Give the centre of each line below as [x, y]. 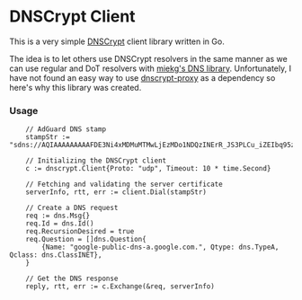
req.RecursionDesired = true [80, 232]
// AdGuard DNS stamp [66, 129]
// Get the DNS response [72, 279]
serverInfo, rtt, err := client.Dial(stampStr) [116, 192]
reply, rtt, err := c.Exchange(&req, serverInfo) [120, 287]
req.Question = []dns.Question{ [86, 240]
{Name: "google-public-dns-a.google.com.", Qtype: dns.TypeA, [160, 247]
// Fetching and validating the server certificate [124, 185]
